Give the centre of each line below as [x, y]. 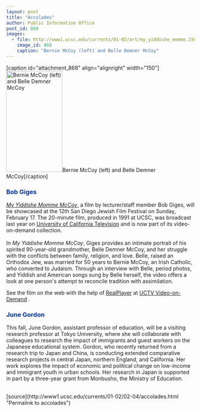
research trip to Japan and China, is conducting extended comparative [93, 353]
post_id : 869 [22, 28]
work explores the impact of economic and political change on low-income [98, 366]
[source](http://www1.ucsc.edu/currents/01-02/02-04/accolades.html [92, 396]
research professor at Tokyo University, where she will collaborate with [94, 334]
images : [16, 34]
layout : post [22, 12]
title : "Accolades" [31, 17]
